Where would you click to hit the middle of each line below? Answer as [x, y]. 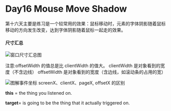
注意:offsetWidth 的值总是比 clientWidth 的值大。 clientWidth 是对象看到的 [83, 66]
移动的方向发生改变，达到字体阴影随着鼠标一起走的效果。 [65, 30]
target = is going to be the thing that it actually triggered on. [68, 103]
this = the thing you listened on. [39, 93]
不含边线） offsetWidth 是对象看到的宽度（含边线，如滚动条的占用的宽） [90, 72]
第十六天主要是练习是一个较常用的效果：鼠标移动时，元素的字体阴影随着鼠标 [85, 23]
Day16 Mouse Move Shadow [66, 9]
